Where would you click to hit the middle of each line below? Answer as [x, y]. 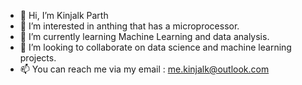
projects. [38, 58]
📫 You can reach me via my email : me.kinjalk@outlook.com [144, 69]
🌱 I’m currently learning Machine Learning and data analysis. [144, 36]
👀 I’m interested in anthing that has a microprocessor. [129, 26]
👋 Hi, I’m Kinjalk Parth [64, 15]
